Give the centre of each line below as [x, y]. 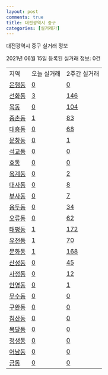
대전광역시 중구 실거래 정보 [37, 46]
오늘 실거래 [46, 74]
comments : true [25, 17]
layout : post [22, 12]
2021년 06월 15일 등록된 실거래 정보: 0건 [53, 58]
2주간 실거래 [83, 74]
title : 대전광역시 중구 [31, 23]
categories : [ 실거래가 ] [33, 28]
